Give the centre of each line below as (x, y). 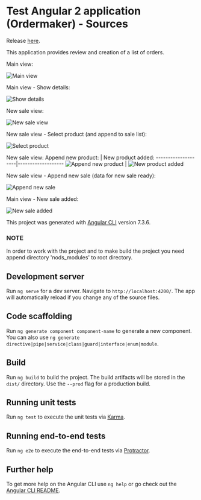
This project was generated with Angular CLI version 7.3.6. (79, 222)
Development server (45, 277)
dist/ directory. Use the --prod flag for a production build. (78, 384)
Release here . (23, 40)
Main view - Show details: (38, 87)
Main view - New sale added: (42, 199)
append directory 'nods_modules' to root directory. (70, 258)
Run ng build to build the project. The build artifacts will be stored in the (96, 377)
